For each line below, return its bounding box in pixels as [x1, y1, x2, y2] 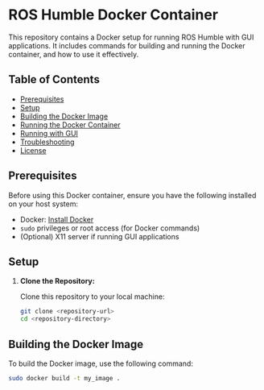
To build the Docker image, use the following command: [8, 359, 193, 368]
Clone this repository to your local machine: [19, 292, 165, 301]
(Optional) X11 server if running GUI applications [19, 231, 179, 241]
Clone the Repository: [19, 276, 95, 286]
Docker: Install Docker [19, 214, 94, 224]
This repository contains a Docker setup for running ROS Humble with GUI [8, 32, 254, 42]
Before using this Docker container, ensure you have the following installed [8, 190, 257, 200]
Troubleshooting [19, 137, 75, 147]
